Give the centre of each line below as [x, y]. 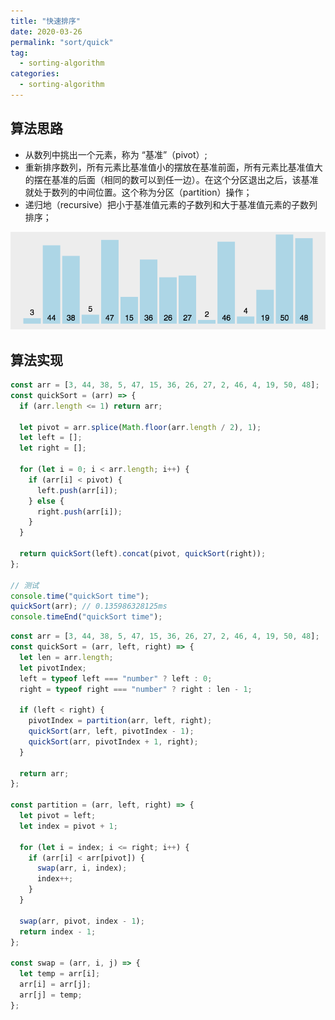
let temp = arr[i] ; [60, 974]
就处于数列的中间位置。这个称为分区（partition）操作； [138, 192]
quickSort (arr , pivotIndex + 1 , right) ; [113, 741]
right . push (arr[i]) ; [79, 511]
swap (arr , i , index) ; [82, 868]
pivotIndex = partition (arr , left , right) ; [120, 721]
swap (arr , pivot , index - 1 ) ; [82, 921]
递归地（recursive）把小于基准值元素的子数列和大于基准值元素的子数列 [171, 204]
